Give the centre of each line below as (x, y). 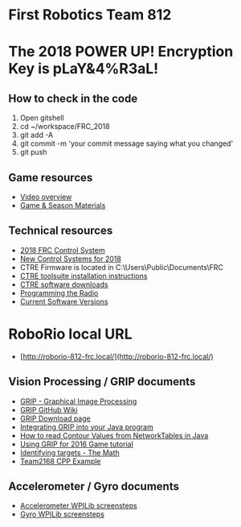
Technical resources (61, 231)
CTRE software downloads (64, 284)
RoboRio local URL (70, 334)
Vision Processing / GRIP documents (102, 382)
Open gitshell (42, 118)
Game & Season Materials (63, 205)
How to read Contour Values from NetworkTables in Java (114, 435)
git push (33, 152)
